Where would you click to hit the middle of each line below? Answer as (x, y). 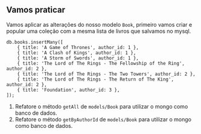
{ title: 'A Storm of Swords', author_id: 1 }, (78, 58)
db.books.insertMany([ (35, 42)
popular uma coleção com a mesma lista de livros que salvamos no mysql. (99, 31)
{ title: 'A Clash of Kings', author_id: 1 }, (77, 53)
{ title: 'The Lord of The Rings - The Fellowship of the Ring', (101, 63)
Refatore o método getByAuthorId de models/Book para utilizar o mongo (103, 119)
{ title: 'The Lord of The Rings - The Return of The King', (95, 79)
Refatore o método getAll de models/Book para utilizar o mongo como (101, 106)
